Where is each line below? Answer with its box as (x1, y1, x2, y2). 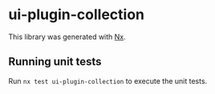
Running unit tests (8, 55, 102, 69)
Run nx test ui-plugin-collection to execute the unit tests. (8, 76, 208, 85)
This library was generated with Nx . (8, 32, 126, 41)
